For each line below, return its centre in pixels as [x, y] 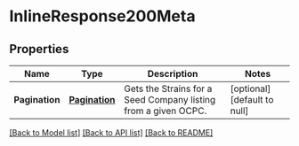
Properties [39, 49]
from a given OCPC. [166, 111]
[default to [252, 100]
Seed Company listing [170, 100]
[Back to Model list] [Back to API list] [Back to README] [111, 133]
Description [173, 74]
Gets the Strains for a [168, 88]
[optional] [251, 88]
